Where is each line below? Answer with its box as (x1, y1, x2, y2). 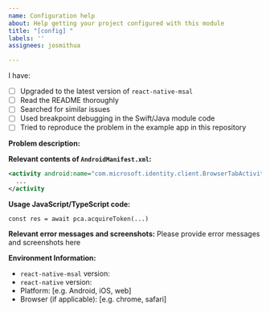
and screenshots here (8, 238, 81, 248)
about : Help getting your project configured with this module (8, 19, 225, 27)
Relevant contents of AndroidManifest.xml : (8, 154, 152, 164)
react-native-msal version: (19, 269, 110, 278)
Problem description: (8, 138, 80, 149)
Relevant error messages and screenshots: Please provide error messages (8, 229, 260, 239)
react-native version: (19, 277, 92, 287)
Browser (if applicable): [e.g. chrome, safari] (19, 294, 167, 304)
